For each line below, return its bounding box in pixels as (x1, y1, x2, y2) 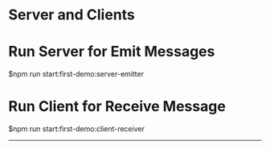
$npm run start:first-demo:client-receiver (8, 124, 145, 134)
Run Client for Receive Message (8, 97, 227, 116)
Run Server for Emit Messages (8, 43, 215, 61)
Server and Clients (8, 6, 135, 24)
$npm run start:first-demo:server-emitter (8, 69, 145, 79)
